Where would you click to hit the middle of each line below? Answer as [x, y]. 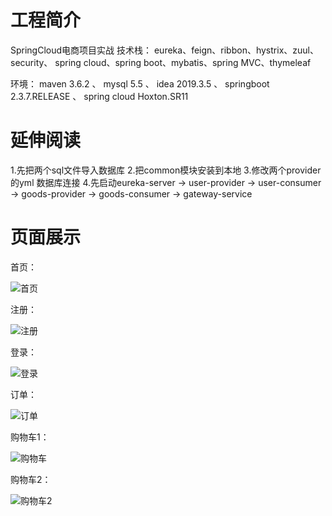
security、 [31, 62]
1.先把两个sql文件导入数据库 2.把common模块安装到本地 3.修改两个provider [166, 170]
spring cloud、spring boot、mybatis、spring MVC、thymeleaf [183, 62]
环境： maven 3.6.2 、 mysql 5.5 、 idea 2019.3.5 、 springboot [140, 83]
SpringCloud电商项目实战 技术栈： [81, 50]
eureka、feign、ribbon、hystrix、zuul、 [236, 50]
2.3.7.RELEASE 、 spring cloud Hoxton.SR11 [99, 96]
